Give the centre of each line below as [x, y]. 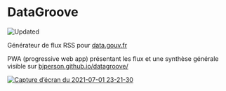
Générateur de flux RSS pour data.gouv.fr [67, 45]
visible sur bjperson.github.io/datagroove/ [68, 66]
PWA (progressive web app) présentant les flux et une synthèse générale [113, 58]
